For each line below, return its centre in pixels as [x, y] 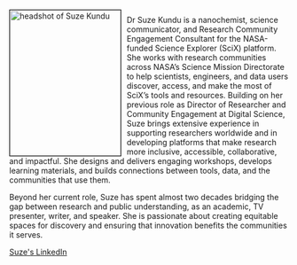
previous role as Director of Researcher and [207, 105]
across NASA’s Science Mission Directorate [206, 67]
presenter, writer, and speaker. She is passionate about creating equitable [144, 216]
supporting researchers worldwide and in [202, 133]
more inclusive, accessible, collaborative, [202, 152]
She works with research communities [197, 58]
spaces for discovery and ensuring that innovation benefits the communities [148, 225]
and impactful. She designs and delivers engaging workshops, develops [141, 161]
